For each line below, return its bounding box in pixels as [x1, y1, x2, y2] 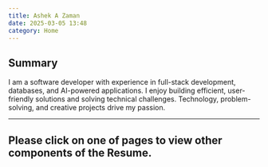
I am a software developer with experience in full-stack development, [8, 78, 237, 87]
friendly [8, 94, 34, 104]
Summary [8, 56, 58, 70]
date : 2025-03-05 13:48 [8, 19, 88, 27]
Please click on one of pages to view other [8, 133, 223, 147]
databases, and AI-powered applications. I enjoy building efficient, [8, 85, 227, 96]
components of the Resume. [8, 145, 152, 160]
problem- [220, 94, 251, 104]
